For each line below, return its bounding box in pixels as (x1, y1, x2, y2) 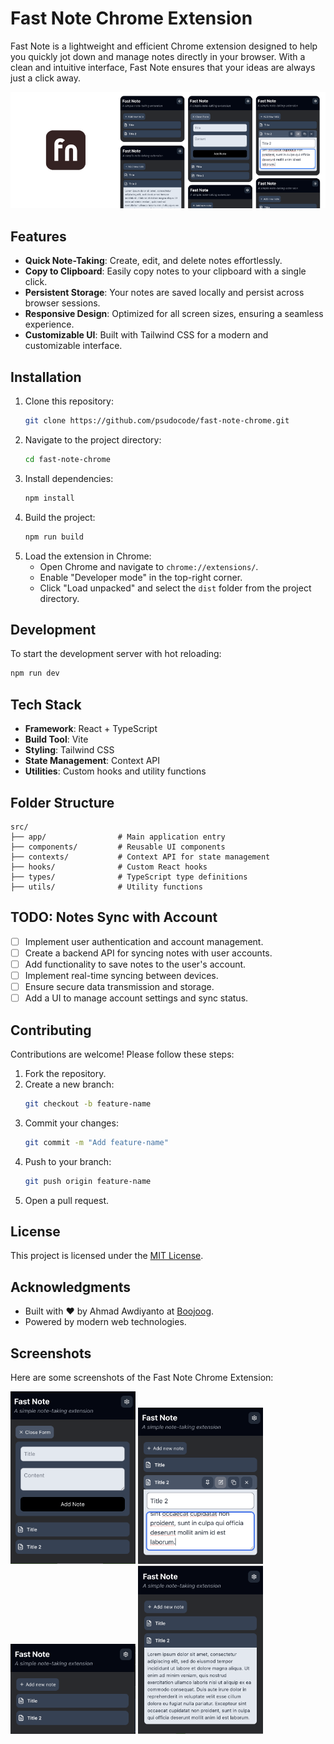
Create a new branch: (24, 1078, 115, 1090)
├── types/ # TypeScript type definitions (10, 872, 248, 882)
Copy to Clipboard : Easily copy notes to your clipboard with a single (24, 265, 307, 277)
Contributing (10, 1022, 92, 1039)
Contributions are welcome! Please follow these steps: (10, 1048, 235, 1060)
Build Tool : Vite (24, 733, 89, 746)
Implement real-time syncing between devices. (24, 969, 219, 981)
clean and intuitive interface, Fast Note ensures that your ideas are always (10, 61, 316, 73)
